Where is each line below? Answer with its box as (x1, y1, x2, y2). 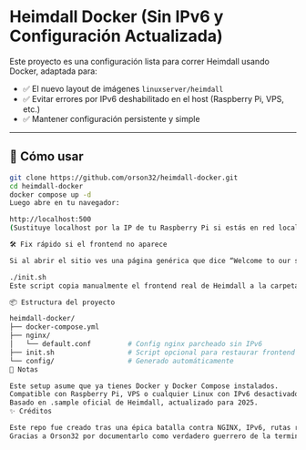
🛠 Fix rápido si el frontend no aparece (9, 240, 168, 249)
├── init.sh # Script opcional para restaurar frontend (9, 348, 296, 357)
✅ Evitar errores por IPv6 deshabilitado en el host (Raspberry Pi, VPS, (22, 93, 285, 104)
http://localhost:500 (9, 215, 92, 224)
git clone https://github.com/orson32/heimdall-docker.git (9, 173, 239, 182)
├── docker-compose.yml (9, 322, 100, 332)
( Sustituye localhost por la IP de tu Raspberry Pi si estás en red (9, 223, 275, 233)
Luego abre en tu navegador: (9, 199, 120, 208)
